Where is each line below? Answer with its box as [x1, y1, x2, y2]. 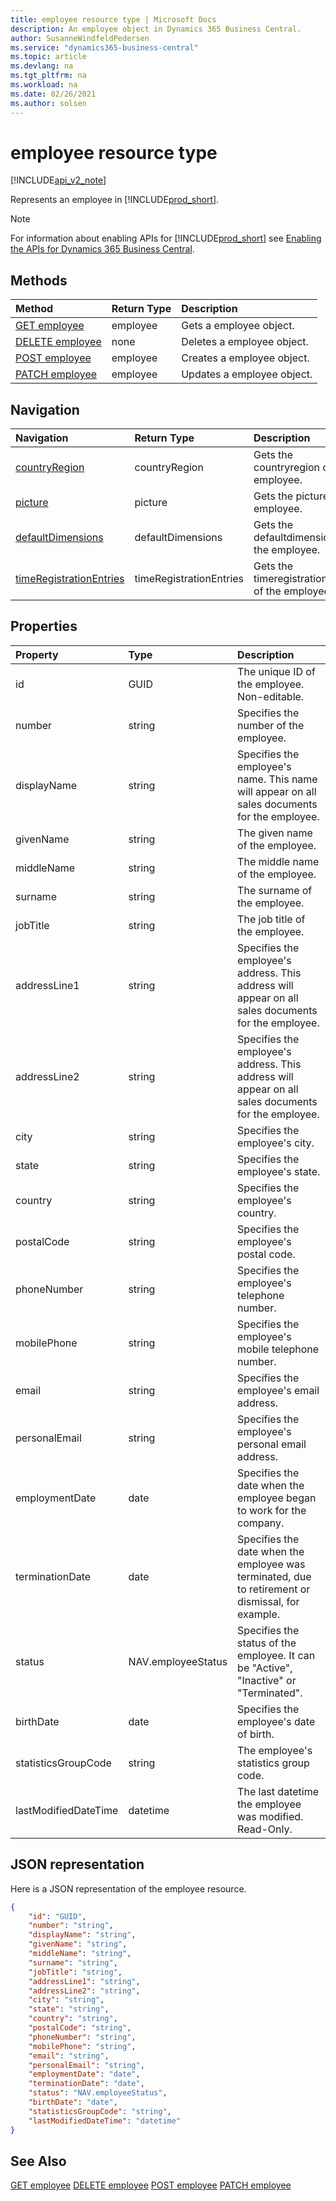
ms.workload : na [10, 80, 78, 90]
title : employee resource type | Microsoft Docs [10, 14, 217, 25]
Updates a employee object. [181, 367, 313, 381]
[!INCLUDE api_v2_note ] [10, 174, 107, 186]
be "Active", [237, 1661, 293, 1675]
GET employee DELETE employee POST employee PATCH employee [10, 2179, 292, 2191]
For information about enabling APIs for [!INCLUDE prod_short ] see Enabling [10, 232, 322, 245]
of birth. [237, 1727, 275, 1741]
